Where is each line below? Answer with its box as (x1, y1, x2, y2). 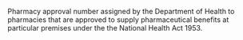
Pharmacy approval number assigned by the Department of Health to (7, 7, 235, 16)
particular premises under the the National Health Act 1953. (7, 24, 203, 32)
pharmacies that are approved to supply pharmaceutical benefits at (7, 15, 229, 24)
